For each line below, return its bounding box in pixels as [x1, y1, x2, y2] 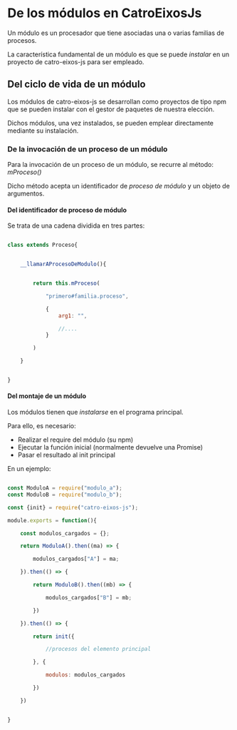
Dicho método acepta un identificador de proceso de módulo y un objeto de [7, 182, 230, 191]
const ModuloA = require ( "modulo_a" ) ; [7, 485, 122, 492]
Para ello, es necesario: [7, 422, 76, 430]
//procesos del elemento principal [45, 646, 152, 653]
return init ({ [33, 633, 75, 640]
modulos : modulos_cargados [45, 671, 126, 679]
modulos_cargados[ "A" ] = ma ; [33, 555, 120, 563]
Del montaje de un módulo [7, 392, 87, 400]
